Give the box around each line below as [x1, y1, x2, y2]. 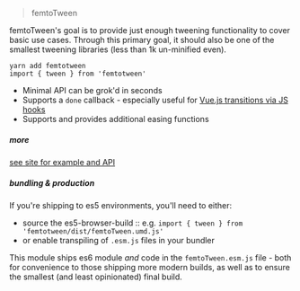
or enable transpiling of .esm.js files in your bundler [22, 234, 216, 245]
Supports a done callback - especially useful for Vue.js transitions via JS [22, 94, 289, 105]
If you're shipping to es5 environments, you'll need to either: [9, 199, 233, 210]
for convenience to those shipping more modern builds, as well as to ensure [9, 261, 290, 272]
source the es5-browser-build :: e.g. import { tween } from [22, 217, 243, 228]
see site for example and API [9, 156, 116, 167]
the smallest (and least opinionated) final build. [9, 271, 182, 282]
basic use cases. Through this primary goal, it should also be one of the [9, 35, 275, 45]
